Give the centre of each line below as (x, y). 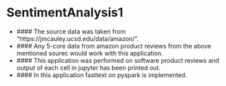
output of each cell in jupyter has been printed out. (89, 68)
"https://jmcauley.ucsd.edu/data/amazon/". (78, 38)
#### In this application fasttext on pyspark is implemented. (102, 75)
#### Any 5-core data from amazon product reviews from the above (114, 46)
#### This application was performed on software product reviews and (118, 60)
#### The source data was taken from (71, 31)
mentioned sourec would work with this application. (90, 53)
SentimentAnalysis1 (65, 13)
